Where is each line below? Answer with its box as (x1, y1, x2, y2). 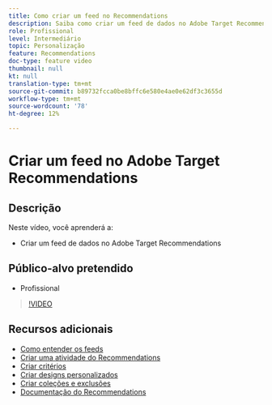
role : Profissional (8, 27, 74, 35)
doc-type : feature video (8, 58, 92, 66)
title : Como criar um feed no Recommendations (8, 11, 168, 20)
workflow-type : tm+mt (8, 95, 82, 103)
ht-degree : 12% (8, 110, 60, 118)
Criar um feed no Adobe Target (8, 151, 220, 170)
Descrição (8, 201, 62, 215)
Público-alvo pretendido (8, 262, 134, 275)
